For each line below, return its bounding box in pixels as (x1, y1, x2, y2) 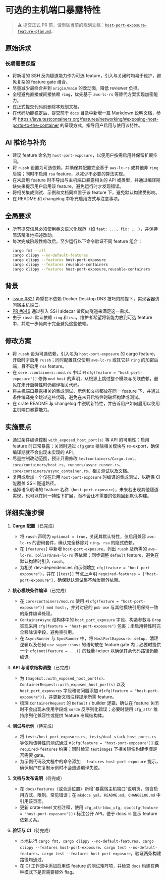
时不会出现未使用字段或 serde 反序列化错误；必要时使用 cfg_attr (19, 706, 153, 712)
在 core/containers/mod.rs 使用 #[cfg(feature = (19, 598, 119, 604)
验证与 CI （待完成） (12, 827, 53, 833)
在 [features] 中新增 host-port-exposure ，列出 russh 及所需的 (19, 545, 147, 552)
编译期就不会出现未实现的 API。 (12, 449, 78, 455)
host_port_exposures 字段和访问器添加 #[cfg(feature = (19, 687, 133, 694)
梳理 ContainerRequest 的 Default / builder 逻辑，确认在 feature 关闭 (19, 700, 159, 706)
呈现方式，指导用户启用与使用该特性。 (64, 122, 143, 128)
